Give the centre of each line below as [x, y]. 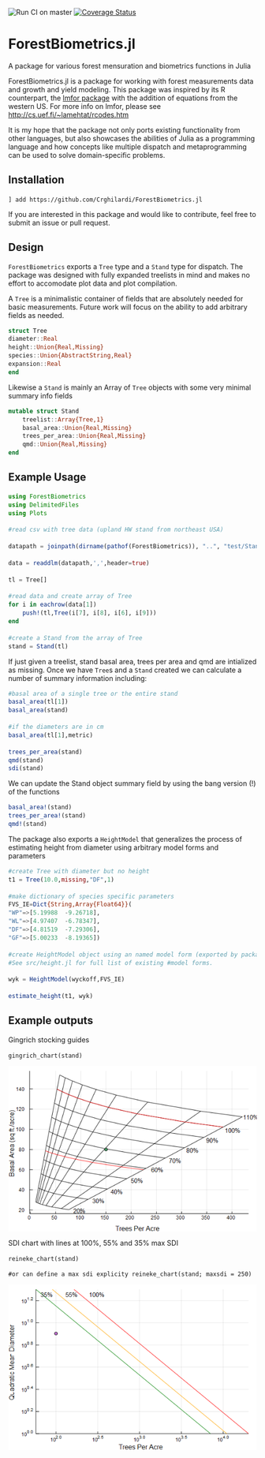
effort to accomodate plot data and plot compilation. [93, 283]
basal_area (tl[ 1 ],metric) [50, 735]
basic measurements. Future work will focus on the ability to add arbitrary [128, 307]
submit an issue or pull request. [59, 222]
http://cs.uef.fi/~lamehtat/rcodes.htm [69, 114]
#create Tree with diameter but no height [79, 871]
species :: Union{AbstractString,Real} [70, 356]
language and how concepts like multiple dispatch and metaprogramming [127, 147]
